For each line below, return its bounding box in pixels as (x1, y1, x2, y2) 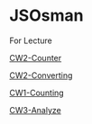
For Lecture (9, 35, 52, 46)
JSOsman (9, 5, 84, 26)
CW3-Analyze (9, 104, 61, 115)
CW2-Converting (9, 69, 73, 81)
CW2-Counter (9, 52, 62, 63)
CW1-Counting (9, 87, 65, 98)
